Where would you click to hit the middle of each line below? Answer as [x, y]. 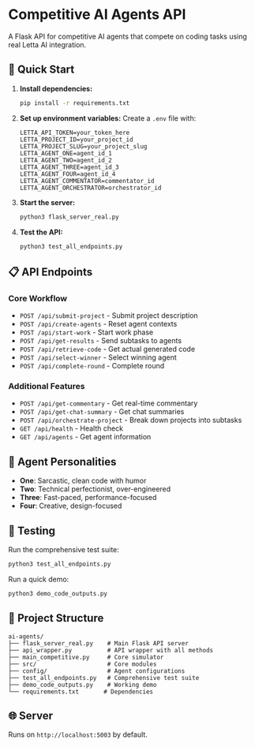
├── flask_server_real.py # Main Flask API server [99, 643]
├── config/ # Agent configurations [97, 671]
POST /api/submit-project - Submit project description [109, 316]
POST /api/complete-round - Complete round [92, 366]
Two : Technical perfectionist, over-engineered [95, 489]
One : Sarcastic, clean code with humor [83, 481]
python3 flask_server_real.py [69, 217]
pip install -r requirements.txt [75, 103]
